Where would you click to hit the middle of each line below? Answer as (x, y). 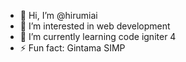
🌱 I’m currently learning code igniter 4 (98, 36)
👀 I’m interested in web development (95, 26)
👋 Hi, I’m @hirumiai (58, 15)
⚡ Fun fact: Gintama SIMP (72, 48)
